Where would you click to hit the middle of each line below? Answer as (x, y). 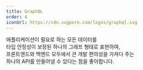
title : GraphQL (25, 11)
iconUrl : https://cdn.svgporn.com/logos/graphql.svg (72, 22)
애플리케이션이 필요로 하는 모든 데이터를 (52, 40)
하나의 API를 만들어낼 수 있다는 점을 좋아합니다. (60, 61)
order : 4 (17, 17)
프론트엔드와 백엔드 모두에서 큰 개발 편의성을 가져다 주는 (70, 54)
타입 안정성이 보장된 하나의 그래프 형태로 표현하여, (63, 47)
